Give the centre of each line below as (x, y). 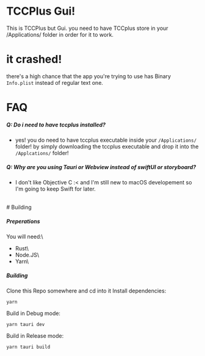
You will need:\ (25, 236)
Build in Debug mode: (34, 313)
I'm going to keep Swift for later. (55, 189)
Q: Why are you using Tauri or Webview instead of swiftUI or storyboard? (101, 167)
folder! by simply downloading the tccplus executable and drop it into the (107, 147)
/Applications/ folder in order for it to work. (60, 34)
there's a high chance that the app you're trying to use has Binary (89, 76)
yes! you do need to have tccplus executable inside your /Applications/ (106, 140)
